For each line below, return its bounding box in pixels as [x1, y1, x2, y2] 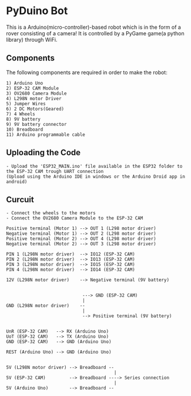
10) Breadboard [6, 127, 43, 132]
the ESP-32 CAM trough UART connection [6, 168, 104, 174]
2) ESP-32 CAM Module [6, 85, 59, 91]
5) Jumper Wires [6, 101, 46, 107]
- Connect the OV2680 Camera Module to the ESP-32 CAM [6, 215, 143, 221]
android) [6, 178, 28, 185]
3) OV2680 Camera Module [6, 90, 67, 96]
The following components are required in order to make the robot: [6, 69, 167, 76]
